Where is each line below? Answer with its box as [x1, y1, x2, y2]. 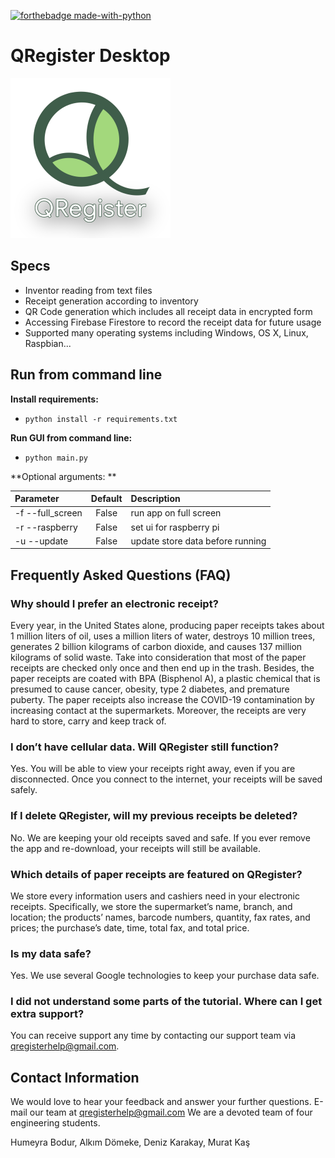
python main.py [24, 453, 89, 463]
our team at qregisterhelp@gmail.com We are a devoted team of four [29, 1106, 313, 1119]
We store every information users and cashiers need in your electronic [10, 890, 300, 902]
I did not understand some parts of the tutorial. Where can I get [10, 995, 323, 1009]
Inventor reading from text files [24, 284, 153, 296]
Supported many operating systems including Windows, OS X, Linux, [24, 326, 309, 339]
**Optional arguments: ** [10, 470, 117, 482]
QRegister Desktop [10, 45, 171, 67]
